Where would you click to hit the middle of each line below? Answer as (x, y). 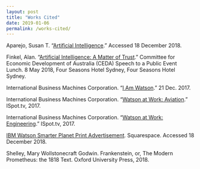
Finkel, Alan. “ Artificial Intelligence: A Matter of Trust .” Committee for (91, 57)
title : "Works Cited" (33, 17)
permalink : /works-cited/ (38, 28)
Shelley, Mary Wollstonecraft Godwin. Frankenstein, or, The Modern (90, 153)
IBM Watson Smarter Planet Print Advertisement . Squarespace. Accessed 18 (100, 135)
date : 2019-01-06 (28, 23)
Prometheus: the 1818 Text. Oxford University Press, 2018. (78, 160)
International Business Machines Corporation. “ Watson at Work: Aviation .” (97, 99)
